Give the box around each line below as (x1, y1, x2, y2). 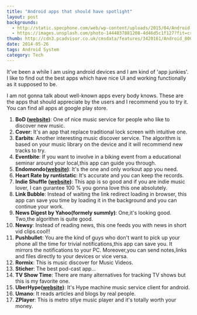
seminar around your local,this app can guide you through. (15, 159, 157, 166)
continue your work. (15, 203, 64, 210)
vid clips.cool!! (15, 228, 50, 235)
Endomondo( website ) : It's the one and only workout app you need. (15, 165, 178, 173)
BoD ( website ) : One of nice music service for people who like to (15, 115, 170, 123)
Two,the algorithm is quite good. (15, 215, 94, 222)
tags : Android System (6, 47, 60, 53)
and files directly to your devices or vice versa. (15, 252, 128, 259)
